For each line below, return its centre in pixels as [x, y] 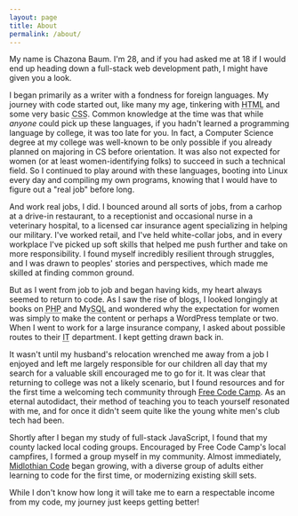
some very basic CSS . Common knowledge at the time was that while [137, 114]
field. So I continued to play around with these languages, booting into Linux [149, 171]
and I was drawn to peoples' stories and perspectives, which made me [139, 264]
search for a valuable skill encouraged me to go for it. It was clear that [137, 373]
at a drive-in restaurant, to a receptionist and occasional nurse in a [131, 216]
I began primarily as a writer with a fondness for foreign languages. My [139, 95]
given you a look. [40, 78]
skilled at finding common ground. [72, 273]
